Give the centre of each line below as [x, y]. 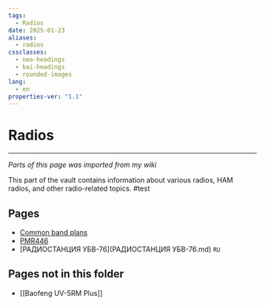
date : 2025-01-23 [37, 30]
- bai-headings [40, 67]
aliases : [22, 38]
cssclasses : [28, 52]
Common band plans [54, 232]
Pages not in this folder [66, 274]
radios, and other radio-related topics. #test [79, 189]
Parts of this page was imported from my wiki [82, 165]
